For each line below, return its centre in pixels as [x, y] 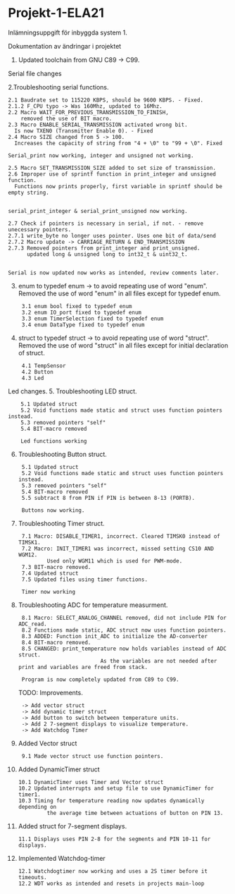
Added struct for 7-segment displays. [72, 826]
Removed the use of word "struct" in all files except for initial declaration [123, 345]
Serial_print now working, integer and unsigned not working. [101, 155]
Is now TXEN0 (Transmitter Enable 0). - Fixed [84, 131]
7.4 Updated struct [50, 573]
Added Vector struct [47, 743]
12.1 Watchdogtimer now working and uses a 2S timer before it [113, 871]
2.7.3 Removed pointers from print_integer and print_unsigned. [104, 248]
